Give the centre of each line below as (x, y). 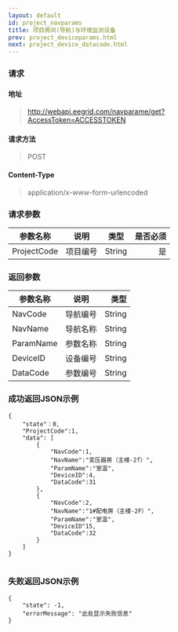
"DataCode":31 (73, 482)
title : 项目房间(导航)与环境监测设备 (62, 30)
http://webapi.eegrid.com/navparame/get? (96, 111)
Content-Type (31, 175)
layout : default (35, 15)
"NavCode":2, (71, 502)
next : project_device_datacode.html (68, 45)
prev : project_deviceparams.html (63, 37)
